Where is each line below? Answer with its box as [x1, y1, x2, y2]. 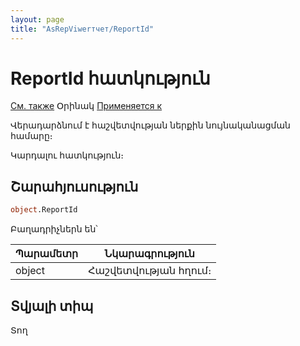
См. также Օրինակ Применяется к [10, 100, 163, 112]
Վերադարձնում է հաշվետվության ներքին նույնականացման [10, 119, 291, 131]
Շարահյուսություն [10, 178, 139, 195]
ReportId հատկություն [10, 67, 211, 90]
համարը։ [10, 130, 53, 142]
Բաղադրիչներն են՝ [10, 223, 98, 235]
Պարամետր [15, 247, 79, 261]
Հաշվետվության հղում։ [88, 264, 212, 278]
